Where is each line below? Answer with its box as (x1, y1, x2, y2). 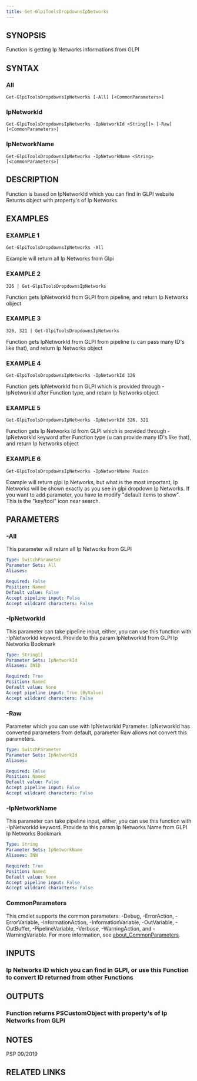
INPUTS (6, 948, 35, 958)
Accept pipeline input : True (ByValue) (6, 689, 104, 696)
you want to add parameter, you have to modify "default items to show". (6, 491, 181, 498)
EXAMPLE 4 (6, 359, 41, 367)
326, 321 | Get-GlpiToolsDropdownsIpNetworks (6, 328, 119, 334)
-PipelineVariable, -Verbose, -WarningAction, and (32, 925, 152, 932)
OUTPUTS (6, 991, 44, 1001)
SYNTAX (6, 63, 39, 73)
